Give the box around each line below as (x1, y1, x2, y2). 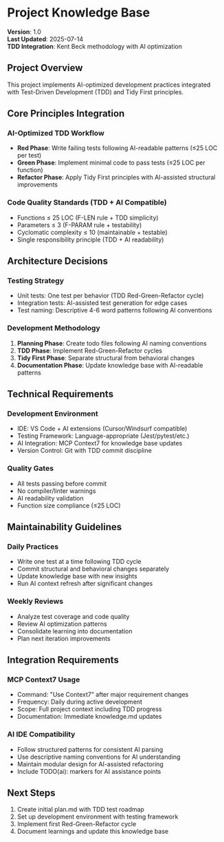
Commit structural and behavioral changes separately (16, 565, 170, 573)
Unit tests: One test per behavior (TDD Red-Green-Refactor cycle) (16, 291, 204, 300)
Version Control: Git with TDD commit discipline (16, 446, 153, 455)
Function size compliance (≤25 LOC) (16, 501, 122, 509)
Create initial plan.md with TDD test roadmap (16, 806, 144, 814)
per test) (16, 151, 42, 160)
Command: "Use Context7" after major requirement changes (16, 691, 189, 699)
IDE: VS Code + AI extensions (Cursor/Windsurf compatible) (16, 425, 188, 433)
